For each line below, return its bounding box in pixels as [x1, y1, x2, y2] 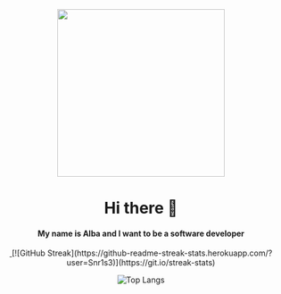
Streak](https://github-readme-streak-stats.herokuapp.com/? [47, 248, 273, 258]
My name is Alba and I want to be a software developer [37, 228, 245, 239]
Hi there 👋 [103, 198, 178, 218]
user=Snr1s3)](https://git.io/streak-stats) [66, 257, 216, 268]
